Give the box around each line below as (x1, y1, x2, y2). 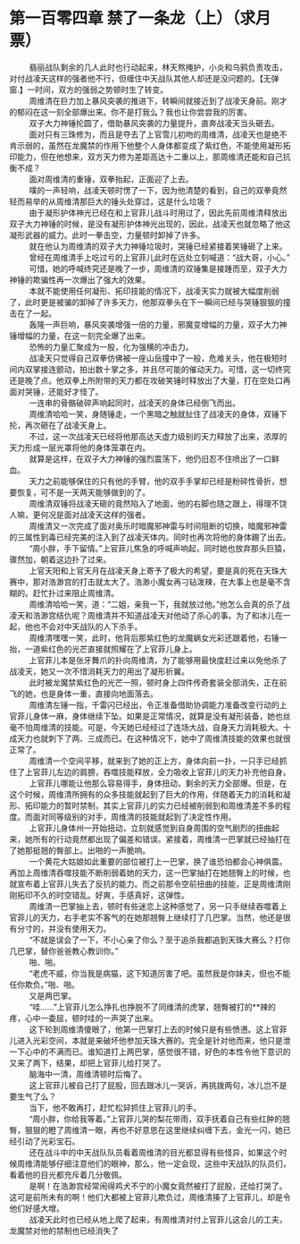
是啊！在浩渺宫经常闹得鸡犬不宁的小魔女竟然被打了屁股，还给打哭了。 (29, 1180, 287, 1191)
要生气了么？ (9, 1091, 56, 1102)
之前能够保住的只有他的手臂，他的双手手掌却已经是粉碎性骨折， (44, 475, 279, 486)
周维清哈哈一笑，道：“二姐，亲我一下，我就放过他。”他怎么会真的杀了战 (29, 599, 290, 609)
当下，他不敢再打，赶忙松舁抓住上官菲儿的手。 (29, 1102, 202, 1112)
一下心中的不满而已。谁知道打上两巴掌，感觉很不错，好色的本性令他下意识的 (9, 1046, 291, 1057)
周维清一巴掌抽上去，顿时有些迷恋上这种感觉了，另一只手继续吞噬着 (29, 900, 279, 911)
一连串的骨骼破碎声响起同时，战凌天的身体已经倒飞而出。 (29, 397, 241, 408)
